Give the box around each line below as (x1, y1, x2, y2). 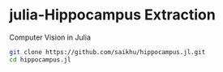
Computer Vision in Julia (9, 32, 92, 42)
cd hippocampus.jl (9, 55, 71, 64)
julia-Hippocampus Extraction (9, 6, 216, 24)
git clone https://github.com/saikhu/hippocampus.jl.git (9, 48, 206, 56)
